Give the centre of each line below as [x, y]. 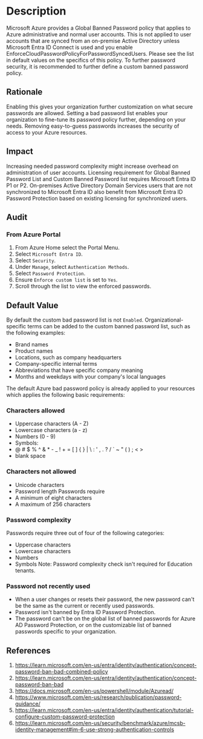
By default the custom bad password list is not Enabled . [75, 320]
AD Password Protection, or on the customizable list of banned [93, 625]
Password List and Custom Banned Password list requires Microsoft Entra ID [101, 179]
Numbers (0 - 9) [35, 437]
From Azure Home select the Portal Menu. [67, 248]
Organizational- [164, 320]
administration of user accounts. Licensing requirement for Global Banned [98, 172]
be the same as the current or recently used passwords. [85, 606]
